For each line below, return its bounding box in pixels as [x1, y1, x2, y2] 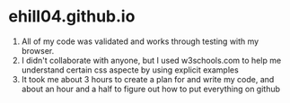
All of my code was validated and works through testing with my [21, 36, 259, 47]
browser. [21, 45, 55, 56]
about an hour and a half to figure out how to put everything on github [21, 83, 280, 94]
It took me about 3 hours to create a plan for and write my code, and [21, 73, 275, 84]
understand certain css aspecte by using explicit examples [21, 64, 239, 75]
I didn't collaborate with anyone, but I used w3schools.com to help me [21, 55, 282, 65]
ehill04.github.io [8, 6, 136, 27]
